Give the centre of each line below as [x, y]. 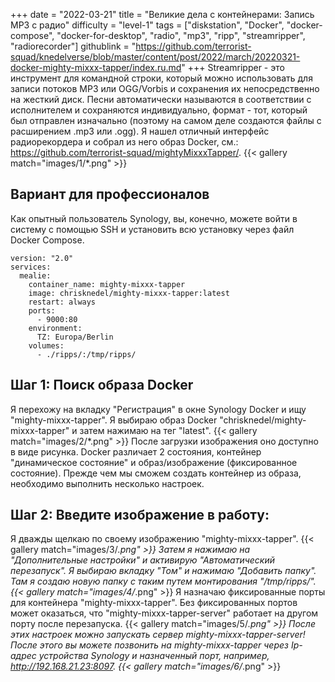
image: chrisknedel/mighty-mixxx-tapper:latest [129, 293]
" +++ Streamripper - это [233, 67]
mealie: [35, 275]
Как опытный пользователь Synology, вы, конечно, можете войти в [154, 218]
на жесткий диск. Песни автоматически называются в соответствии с [161, 99]
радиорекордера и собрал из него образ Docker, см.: [124, 142]
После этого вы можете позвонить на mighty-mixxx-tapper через [149, 645]
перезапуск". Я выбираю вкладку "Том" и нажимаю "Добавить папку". [163, 571]
